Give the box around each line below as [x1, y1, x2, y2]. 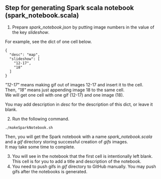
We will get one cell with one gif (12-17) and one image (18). [5, 92, 124, 98]
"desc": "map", [9, 52, 40, 57]
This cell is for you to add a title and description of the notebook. [12, 158, 142, 164]
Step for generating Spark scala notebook [5, 4, 134, 12]
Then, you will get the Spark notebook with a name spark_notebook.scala [5, 134, 153, 139]
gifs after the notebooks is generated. [12, 168, 88, 174]
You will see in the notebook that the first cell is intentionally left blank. [12, 153, 153, 159]
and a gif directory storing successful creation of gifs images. [5, 138, 129, 144]
